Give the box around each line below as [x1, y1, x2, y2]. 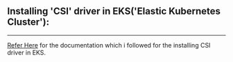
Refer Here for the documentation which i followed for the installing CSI [7, 41, 211, 49]
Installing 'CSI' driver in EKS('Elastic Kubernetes [7, 6, 221, 17]
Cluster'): [7, 17, 50, 28]
